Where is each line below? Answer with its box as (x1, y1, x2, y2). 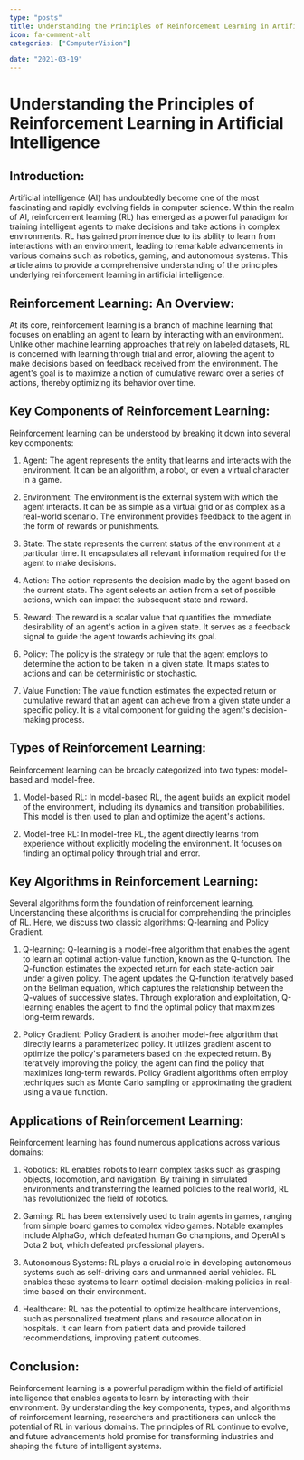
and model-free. (34, 773, 96, 784)
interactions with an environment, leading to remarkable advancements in (9, 241, 283, 252)
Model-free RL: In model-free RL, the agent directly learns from (22, 828, 260, 839)
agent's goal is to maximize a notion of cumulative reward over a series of (9, 368, 285, 379)
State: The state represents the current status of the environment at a (22, 538, 282, 549)
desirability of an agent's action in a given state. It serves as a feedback (22, 621, 291, 632)
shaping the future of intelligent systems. (9, 1441, 163, 1451)
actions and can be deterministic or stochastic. (22, 668, 197, 678)
